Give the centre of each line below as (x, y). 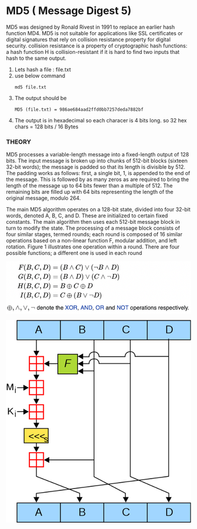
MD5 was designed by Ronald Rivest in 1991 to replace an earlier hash (90, 27)
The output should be (40, 98)
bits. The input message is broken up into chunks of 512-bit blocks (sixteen (97, 161)
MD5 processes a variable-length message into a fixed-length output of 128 (98, 155)
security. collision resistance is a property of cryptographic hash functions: (97, 46)
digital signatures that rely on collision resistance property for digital (89, 39)
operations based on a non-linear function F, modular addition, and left (91, 241)
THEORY (18, 142)
